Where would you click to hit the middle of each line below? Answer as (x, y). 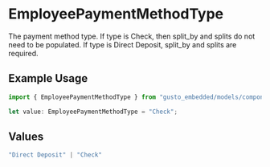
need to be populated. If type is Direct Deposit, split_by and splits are (123, 44)
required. (23, 53)
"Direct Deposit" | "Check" (55, 155)
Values (26, 136)
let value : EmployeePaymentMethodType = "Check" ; (93, 112)
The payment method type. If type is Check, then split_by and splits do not (132, 36)
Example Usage (48, 78)
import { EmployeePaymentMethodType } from (82, 97)
